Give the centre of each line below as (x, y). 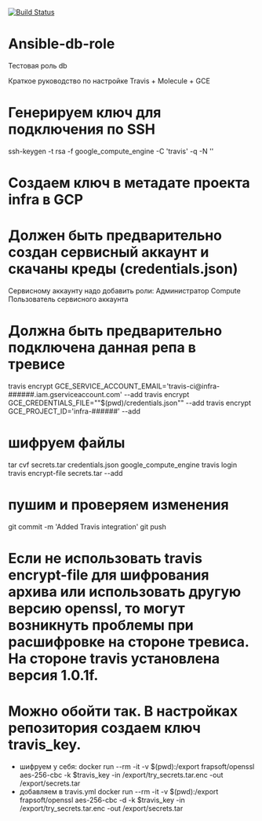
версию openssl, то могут (97, 609)
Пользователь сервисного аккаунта (68, 299)
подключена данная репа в (102, 348)
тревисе (36, 364)
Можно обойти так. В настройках (123, 711)
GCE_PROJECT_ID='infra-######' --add (75, 411)
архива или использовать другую (125, 592)
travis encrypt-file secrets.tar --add (65, 473)
